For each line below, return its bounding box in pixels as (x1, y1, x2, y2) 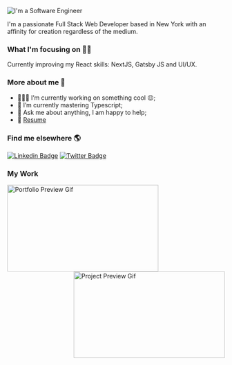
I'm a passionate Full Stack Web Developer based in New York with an (7, 20, 206, 28)
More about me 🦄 (7, 78, 66, 87)
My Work (7, 168, 39, 178)
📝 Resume (17, 115, 46, 124)
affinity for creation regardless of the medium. (7, 28, 138, 35)
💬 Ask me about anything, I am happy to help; (17, 108, 147, 116)
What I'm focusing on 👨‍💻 (7, 44, 92, 54)
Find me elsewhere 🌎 (7, 133, 81, 143)
